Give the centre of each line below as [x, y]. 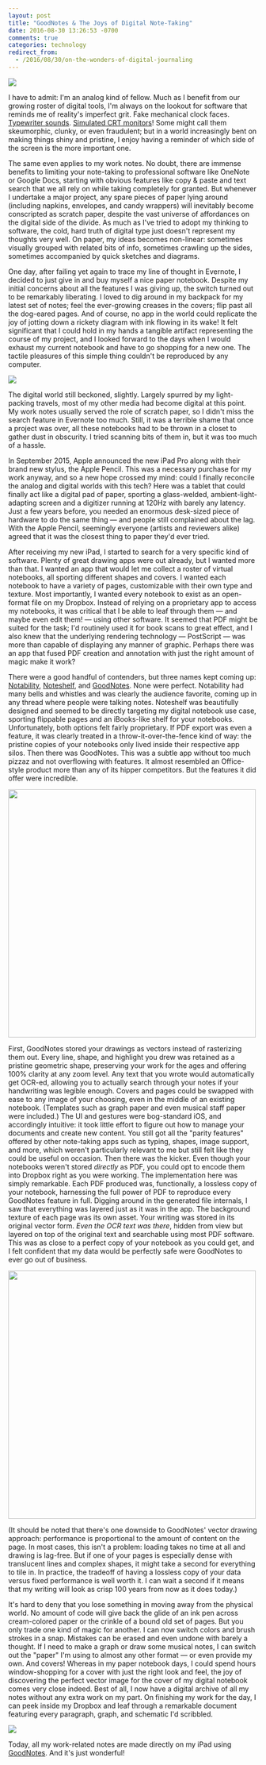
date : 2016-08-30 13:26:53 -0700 [63, 30]
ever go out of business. [48, 1259]
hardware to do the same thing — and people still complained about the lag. [132, 519]
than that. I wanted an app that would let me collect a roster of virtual [121, 568]
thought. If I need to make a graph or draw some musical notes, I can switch [132, 1646]
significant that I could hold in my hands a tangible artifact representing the [131, 330]
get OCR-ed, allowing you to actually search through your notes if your [123, 1082]
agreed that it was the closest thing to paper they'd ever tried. [109, 536]
